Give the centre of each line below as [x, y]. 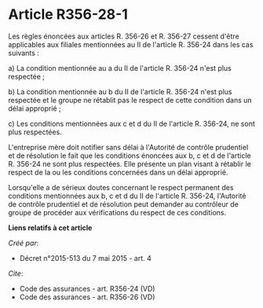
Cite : [16, 273]
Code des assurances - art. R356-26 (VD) [87, 297]
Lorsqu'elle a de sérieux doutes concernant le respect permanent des [121, 187]
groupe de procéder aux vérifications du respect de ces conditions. [117, 212]
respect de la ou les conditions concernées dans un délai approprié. [118, 172]
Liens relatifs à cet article [50, 227]
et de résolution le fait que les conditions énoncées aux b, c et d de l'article [130, 156]
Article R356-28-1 [68, 15]
